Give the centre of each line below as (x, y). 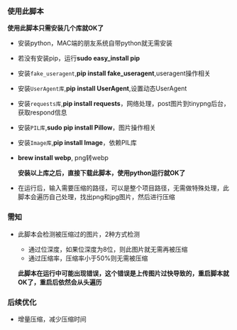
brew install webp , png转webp (63, 158)
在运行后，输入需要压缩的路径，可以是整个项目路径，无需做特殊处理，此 (123, 188)
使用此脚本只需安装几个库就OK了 (56, 28)
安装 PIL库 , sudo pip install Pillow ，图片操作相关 (87, 128)
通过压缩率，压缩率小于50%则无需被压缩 (88, 258)
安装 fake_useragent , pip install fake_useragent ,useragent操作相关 (114, 73)
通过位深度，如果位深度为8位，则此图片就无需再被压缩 (108, 249)
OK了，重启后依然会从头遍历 (60, 282)
